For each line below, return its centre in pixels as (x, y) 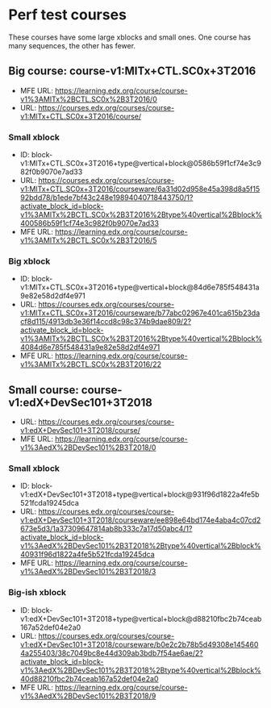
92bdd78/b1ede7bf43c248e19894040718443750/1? (106, 198)
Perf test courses (68, 15)
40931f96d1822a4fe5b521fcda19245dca (87, 555)
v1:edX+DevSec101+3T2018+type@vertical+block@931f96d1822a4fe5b (140, 494)
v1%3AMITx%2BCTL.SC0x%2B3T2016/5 (88, 240)
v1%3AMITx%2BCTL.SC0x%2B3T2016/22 (90, 364)
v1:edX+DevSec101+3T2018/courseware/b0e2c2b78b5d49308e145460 (139, 644)
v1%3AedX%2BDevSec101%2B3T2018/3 (88, 572)
